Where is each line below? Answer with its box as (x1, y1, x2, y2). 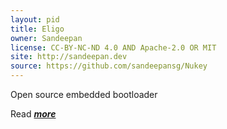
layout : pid (10, 14, 60, 25)
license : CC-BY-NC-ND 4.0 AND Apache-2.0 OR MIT (10, 42, 217, 53)
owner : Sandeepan (10, 33, 83, 43)
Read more (10, 108, 57, 120)
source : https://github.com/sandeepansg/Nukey (10, 61, 208, 71)
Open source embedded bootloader (10, 89, 158, 100)
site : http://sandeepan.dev (10, 52, 128, 62)
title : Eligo (10, 24, 65, 34)
